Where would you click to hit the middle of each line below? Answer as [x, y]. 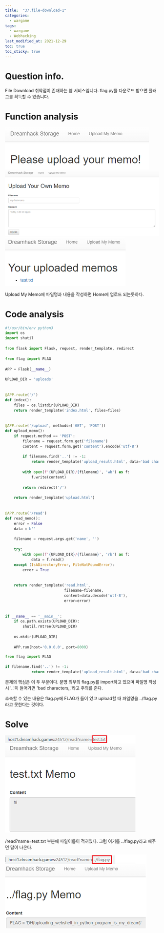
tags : [10, 26]
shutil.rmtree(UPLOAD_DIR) [50, 627]
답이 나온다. [21, 848]
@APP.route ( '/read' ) [26, 513]
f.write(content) [49, 477]
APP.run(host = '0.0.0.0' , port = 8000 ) [51, 647]
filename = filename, [84, 591]
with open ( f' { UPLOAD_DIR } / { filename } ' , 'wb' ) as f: [76, 472]
